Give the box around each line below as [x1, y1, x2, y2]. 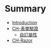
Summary [4, 3, 46, 14]
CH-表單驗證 [11, 25, 38, 31]
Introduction [11, 19, 37, 25]
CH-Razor [11, 37, 33, 43]
